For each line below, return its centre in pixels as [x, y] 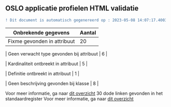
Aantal [88, 33]
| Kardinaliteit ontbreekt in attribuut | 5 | [47, 64]
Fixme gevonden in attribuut [41, 41]
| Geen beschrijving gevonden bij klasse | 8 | [52, 83]
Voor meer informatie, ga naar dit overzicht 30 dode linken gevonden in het [84, 93]
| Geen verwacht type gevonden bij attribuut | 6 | [56, 53]
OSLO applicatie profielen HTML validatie [72, 8]
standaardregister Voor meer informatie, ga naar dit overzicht [69, 98]
